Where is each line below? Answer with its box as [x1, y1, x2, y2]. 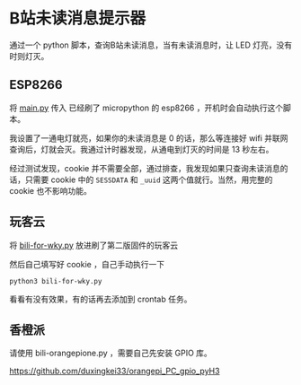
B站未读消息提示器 [9, 8, 146, 29]
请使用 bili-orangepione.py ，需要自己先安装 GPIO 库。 [9, 347, 213, 359]
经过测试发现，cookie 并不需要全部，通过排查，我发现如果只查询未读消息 [9, 162, 280, 173]
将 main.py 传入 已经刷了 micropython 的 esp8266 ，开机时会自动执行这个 [9, 102, 284, 113]
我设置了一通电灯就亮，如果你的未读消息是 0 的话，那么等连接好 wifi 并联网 [9, 132, 288, 144]
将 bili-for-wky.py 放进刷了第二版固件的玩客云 [9, 240, 178, 250]
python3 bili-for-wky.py [9, 276, 102, 285]
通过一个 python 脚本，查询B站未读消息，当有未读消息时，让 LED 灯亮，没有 [9, 39, 293, 50]
